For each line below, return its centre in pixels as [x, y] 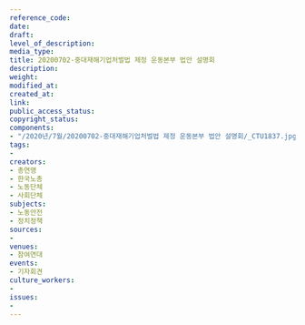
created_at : [32, 94]
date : [20, 26]
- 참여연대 [26, 255]
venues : [24, 247]
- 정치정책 [26, 221]
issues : [24, 297]
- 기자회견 [26, 272]
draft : [22, 35]
